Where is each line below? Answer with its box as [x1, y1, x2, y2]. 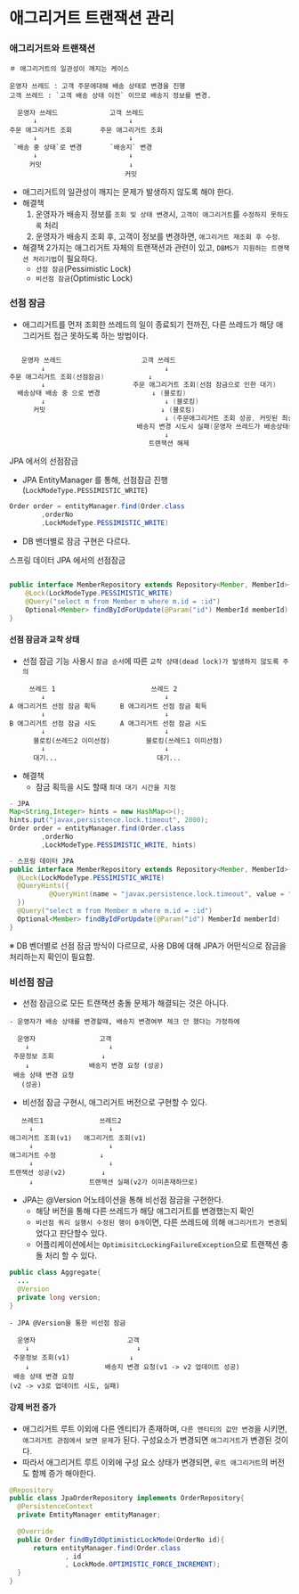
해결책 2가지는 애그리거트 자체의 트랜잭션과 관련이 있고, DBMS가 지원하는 [21, 242, 268, 253]
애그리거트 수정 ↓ [9, 1151, 104, 1160]
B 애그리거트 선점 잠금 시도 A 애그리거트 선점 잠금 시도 [9, 719, 207, 727]
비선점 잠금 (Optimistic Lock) [35, 273, 133, 283]
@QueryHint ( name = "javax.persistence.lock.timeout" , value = [48, 890, 285, 899]
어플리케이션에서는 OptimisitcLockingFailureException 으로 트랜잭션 [35, 1239, 279, 1250]
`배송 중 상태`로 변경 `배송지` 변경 [12, 144, 153, 152]
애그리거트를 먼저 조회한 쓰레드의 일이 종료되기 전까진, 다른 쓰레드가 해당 [21, 318, 274, 330]
